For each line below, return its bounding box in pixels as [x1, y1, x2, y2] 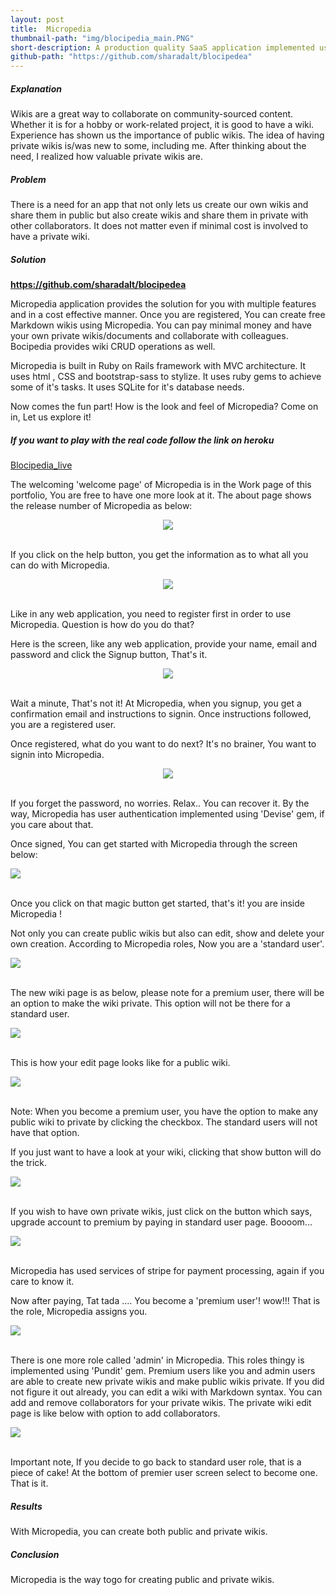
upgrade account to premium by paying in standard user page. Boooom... [10, 1216, 313, 1228]
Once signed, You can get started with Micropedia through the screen [10, 838, 298, 850]
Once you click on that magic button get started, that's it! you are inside [10, 897, 305, 909]
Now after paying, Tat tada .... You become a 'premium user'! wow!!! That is [10, 1295, 321, 1306]
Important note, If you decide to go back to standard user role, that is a [10, 1456, 302, 1468]
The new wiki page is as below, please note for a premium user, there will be [10, 987, 325, 998]
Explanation [10, 82, 62, 95]
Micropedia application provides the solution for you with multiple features [10, 298, 317, 310]
